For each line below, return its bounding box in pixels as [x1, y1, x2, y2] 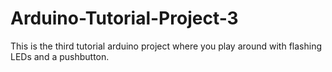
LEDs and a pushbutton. [10, 50, 110, 62]
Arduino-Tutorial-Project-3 [10, 7, 239, 30]
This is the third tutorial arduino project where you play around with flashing [10, 40, 323, 52]
